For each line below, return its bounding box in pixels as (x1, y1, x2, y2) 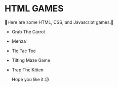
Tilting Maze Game (11, 57, 50, 63)
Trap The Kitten (11, 67, 44, 73)
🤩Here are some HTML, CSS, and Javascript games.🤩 (4, 19, 114, 25)
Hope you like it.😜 (11, 76, 50, 82)
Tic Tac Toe (11, 48, 36, 54)
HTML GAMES (4, 3, 64, 14)
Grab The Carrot (11, 29, 45, 34)
